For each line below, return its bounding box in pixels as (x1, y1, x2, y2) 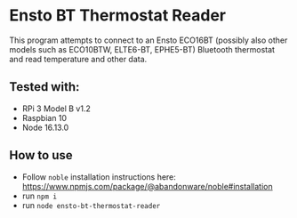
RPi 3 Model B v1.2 (21, 103, 91, 114)
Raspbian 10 (21, 112, 68, 123)
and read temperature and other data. (9, 53, 148, 64)
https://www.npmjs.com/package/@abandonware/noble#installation (21, 181, 273, 191)
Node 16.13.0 (21, 122, 69, 133)
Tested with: (9, 79, 80, 94)
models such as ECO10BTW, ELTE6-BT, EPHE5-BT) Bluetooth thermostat (9, 44, 276, 54)
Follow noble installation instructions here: (21, 171, 176, 182)
